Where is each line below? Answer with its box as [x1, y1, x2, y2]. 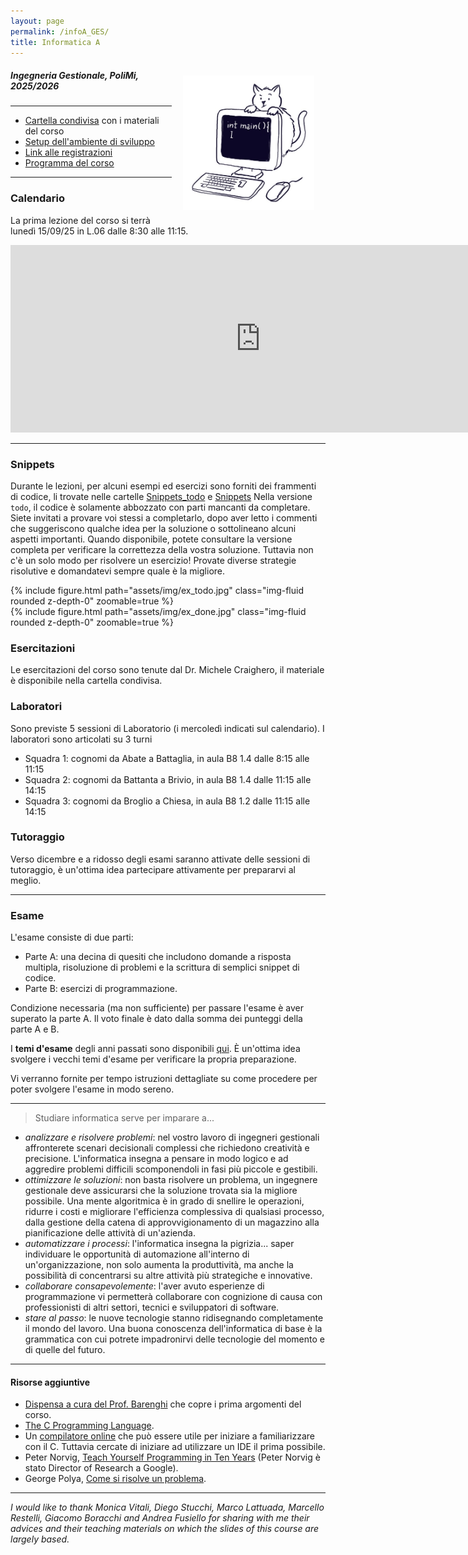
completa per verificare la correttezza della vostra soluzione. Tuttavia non [10, 543, 314, 555]
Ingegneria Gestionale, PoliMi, [10, 69, 139, 81]
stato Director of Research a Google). [24, 1462, 179, 1474]
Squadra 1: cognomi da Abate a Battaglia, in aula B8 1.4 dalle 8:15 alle [24, 752, 310, 764]
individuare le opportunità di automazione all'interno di [24, 1248, 250, 1260]
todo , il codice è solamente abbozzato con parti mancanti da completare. [10, 501, 311, 513]
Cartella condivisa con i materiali [24, 115, 160, 127]
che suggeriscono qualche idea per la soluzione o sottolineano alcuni [10, 522, 297, 534]
